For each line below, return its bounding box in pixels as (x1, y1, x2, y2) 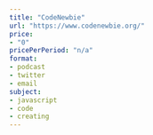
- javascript (9, 95, 58, 105)
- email (9, 79, 38, 88)
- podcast (9, 63, 46, 72)
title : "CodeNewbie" (9, 12, 86, 22)
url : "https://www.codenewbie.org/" (9, 21, 145, 30)
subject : (9, 87, 42, 96)
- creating (9, 112, 50, 121)
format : (9, 54, 38, 63)
